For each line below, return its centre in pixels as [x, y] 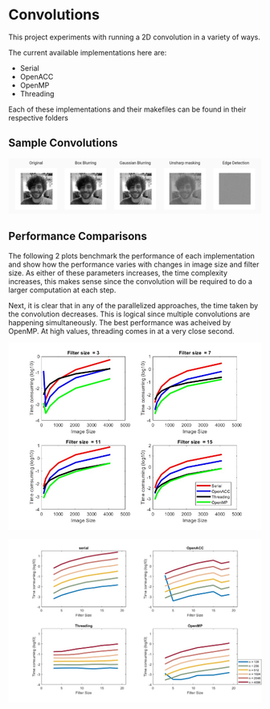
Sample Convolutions [63, 143]
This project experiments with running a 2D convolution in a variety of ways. [135, 37]
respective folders [38, 117]
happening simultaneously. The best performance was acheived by [120, 322]
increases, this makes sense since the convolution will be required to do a [131, 281]
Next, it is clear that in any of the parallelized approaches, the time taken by [133, 305]
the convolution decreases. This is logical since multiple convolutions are [129, 314]
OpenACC [37, 76]
